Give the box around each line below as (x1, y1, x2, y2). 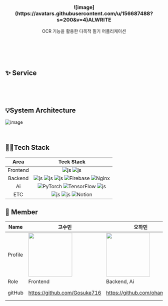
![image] (73, 3, 95, 10)
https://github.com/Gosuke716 (28, 289, 101, 296)
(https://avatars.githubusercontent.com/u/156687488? (14, 10, 153, 17)
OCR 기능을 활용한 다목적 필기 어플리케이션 (41, 28, 126, 34)
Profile (7, 251, 23, 258)
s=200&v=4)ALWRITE (56, 16, 111, 23)
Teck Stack (58, 158, 86, 165)
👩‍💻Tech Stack (5, 143, 50, 152)
